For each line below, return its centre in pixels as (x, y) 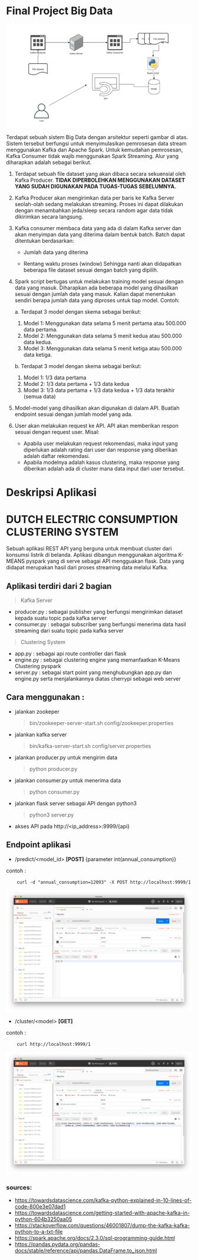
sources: (19, 1188)
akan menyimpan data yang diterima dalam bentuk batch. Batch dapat (100, 234)
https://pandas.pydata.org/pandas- (57, 1245)
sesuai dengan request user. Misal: (57, 432)
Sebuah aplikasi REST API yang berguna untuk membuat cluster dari (89, 549)
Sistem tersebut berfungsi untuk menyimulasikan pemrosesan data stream (96, 143)
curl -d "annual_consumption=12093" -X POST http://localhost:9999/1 (104, 882)
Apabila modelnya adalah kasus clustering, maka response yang (101, 462)
